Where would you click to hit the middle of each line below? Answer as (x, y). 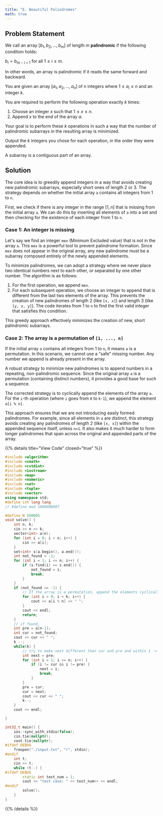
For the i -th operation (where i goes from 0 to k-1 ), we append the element (81, 398)
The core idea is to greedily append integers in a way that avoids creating (78, 182)
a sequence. (17, 384)
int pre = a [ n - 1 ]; (32, 629)
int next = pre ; (39, 655)
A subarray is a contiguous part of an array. (49, 155)
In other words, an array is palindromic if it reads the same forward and (76, 71)
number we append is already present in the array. (55, 359)
